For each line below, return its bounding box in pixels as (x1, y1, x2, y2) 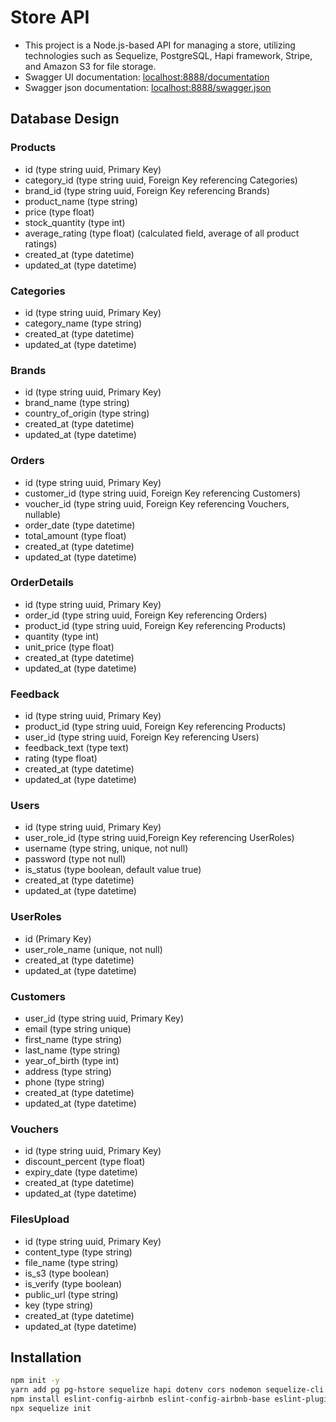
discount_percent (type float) (24, 1156, 146, 1168)
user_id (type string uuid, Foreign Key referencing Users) (24, 731, 260, 743)
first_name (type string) (24, 1034, 123, 1045)
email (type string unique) (24, 1023, 132, 1035)
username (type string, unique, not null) (24, 842, 189, 855)
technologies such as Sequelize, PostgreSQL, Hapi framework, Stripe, (24, 49, 313, 61)
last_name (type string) (24, 1044, 121, 1056)
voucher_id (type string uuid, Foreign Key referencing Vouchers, (24, 497, 290, 510)
